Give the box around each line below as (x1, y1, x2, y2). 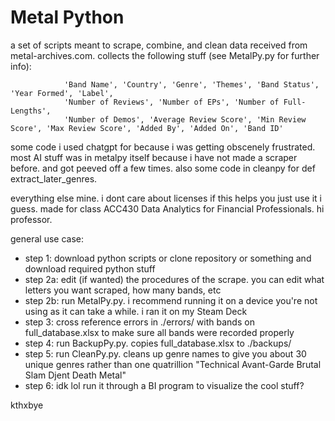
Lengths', (10, 106, 52, 116)
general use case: (10, 232, 84, 245)
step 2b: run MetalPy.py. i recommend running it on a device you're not (24, 294, 318, 306)
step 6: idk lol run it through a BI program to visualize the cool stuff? (24, 379, 305, 391)
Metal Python (10, 6, 125, 29)
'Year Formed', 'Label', (10, 88, 114, 98)
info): (10, 60, 32, 72)
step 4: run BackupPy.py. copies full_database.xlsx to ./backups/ (24, 337, 292, 349)
